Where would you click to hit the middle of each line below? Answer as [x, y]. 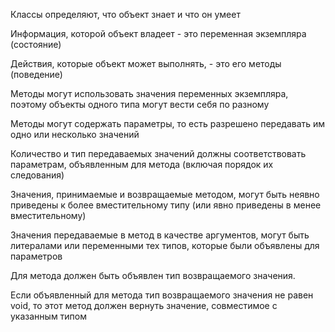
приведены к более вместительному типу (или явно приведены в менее [166, 205]
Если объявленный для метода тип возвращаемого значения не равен [162, 295]
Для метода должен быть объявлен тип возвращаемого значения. [153, 275]
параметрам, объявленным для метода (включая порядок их [142, 164]
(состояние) [36, 44]
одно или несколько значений [75, 134]
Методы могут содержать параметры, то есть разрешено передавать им [168, 123]
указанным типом [49, 316]
